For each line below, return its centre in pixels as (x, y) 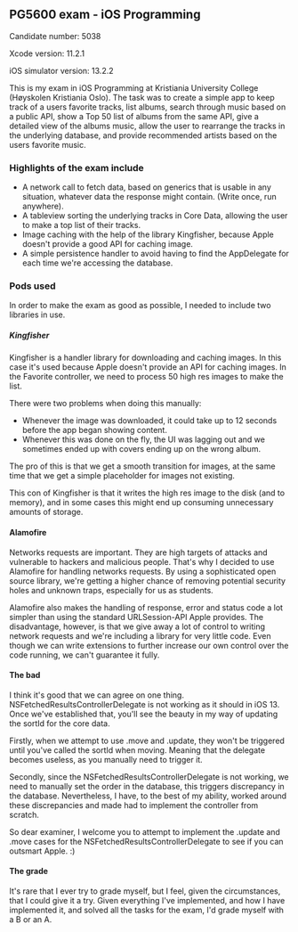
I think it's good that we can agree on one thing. (97, 695)
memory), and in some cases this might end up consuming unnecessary (141, 503)
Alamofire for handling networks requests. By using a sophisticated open (143, 571)
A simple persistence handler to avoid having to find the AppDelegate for (155, 254)
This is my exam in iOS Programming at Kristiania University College (134, 87)
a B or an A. (31, 919)
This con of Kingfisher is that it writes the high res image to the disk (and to (147, 493)
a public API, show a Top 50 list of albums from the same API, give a (134, 116)
